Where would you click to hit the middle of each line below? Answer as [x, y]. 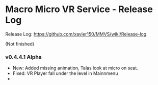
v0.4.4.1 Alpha [23, 57]
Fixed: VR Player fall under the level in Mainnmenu [65, 73]
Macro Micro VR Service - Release [79, 9]
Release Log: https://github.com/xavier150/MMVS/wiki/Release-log [76, 34]
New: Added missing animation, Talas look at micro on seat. [75, 68]
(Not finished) [20, 44]
